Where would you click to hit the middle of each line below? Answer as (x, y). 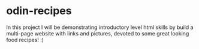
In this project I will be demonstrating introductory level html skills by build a (100, 27)
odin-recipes (39, 11)
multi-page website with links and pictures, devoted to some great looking (98, 33)
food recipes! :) (25, 40)
